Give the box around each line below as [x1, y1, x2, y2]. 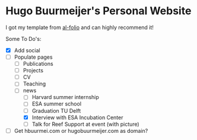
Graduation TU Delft [31, 107, 81, 114]
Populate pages [14, 53, 53, 61]
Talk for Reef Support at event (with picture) [31, 120, 140, 128]
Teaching [23, 80, 46, 87]
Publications [23, 61, 54, 68]
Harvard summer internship [31, 94, 99, 101]
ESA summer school [31, 100, 81, 107]
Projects [23, 67, 44, 74]
